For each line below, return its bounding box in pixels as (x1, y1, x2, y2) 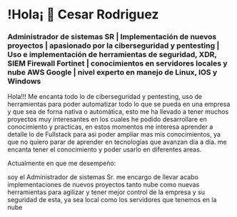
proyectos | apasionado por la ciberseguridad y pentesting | (7, 41, 220, 51)
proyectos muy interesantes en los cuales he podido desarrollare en (7, 115, 207, 124)
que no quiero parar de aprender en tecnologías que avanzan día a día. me (7, 138, 227, 147)
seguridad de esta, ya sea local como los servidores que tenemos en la (7, 196, 217, 204)
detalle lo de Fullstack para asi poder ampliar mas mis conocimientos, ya (7, 130, 221, 139)
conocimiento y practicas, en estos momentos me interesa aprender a (7, 122, 213, 131)
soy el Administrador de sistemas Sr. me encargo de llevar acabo (7, 173, 198, 181)
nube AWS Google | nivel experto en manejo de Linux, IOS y (7, 68, 218, 78)
